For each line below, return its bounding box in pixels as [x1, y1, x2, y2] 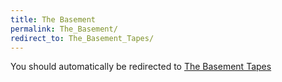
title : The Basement [10, 14, 97, 25]
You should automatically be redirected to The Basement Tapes [10, 61, 272, 73]
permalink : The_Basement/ [10, 24, 118, 34]
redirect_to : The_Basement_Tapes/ [10, 33, 155, 43]
